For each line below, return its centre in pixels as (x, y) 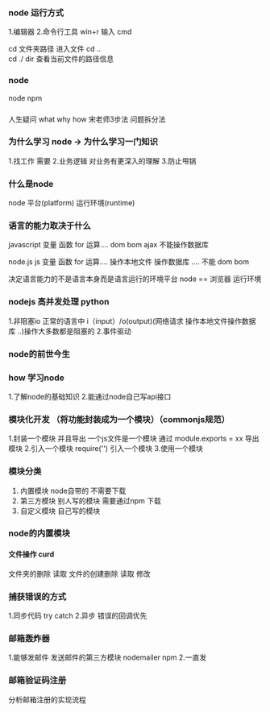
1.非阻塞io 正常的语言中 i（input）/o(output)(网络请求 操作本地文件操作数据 (132, 321)
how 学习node (36, 378)
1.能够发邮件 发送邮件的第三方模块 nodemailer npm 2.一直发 (108, 657)
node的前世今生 (39, 354)
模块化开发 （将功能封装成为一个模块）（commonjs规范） (119, 419)
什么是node (31, 184)
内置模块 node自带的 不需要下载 (73, 491)
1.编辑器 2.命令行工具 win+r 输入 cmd (70, 32)
